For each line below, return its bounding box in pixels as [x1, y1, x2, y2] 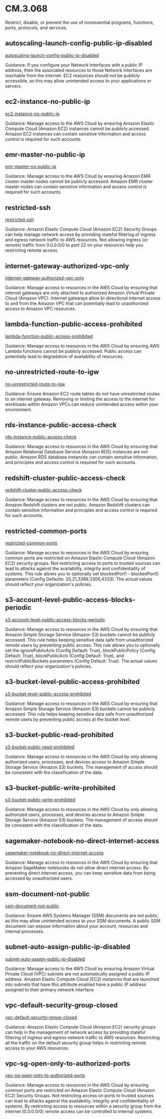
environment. [5, 406, 32, 412]
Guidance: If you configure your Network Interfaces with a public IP [5, 62, 143, 68]
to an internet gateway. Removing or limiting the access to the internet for [5, 396, 155, 402]
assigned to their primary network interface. [5, 986, 95, 992]
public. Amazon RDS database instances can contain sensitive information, [5, 454, 158, 460]
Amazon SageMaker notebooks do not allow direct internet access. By [5, 865, 149, 871]
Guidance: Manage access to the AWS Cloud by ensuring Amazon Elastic [5, 120, 155, 126]
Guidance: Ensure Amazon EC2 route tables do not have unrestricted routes [5, 390, 160, 396]
